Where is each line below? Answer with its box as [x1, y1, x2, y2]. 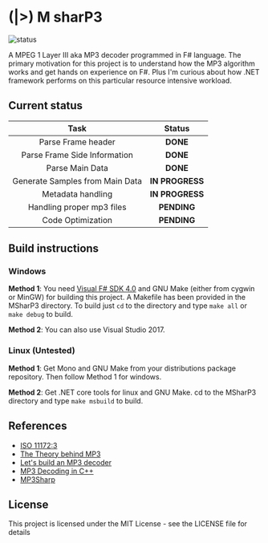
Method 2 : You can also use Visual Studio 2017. [8, 325, 166, 334]
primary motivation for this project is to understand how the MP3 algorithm [8, 59, 255, 68]
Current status [8, 99, 83, 112]
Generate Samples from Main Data [12, 175, 143, 186]
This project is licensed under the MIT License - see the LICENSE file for [8, 519, 247, 529]
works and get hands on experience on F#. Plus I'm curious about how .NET [8, 67, 260, 76]
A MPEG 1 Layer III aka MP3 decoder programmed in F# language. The [8, 50, 242, 59]
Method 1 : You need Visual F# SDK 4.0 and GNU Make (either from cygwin [8, 284, 255, 294]
